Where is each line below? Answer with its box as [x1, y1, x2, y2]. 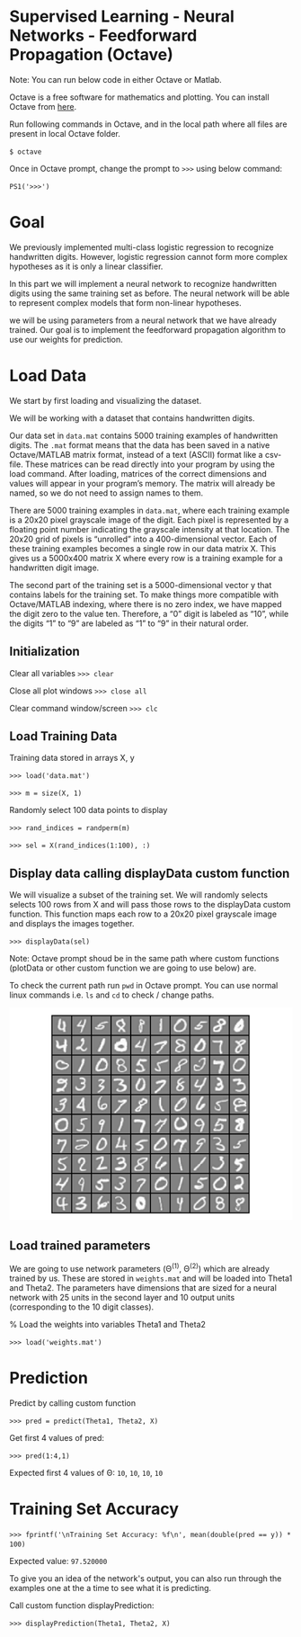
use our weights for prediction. [9, 334, 123, 344]
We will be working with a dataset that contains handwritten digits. [9, 412, 255, 424]
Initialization [9, 644, 81, 659]
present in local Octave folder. [9, 128, 121, 139]
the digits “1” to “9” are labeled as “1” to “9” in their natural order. [9, 618, 249, 629]
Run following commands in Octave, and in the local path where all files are [9, 119, 288, 130]
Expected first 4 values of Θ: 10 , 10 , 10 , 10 [9, 1467, 164, 1478]
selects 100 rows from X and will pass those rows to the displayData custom [9, 899, 291, 910]
